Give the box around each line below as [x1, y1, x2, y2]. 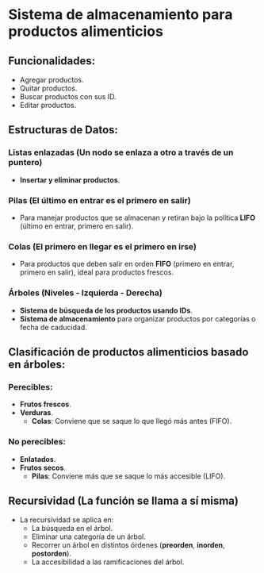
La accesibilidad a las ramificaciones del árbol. [31, 557, 185, 567]
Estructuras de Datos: [8, 123, 119, 137]
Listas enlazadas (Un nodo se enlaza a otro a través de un [8, 147, 234, 158]
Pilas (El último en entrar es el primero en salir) [8, 194, 192, 206]
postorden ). [31, 549, 71, 559]
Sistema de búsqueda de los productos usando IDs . [19, 306, 193, 315]
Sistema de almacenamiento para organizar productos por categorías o [19, 313, 256, 323]
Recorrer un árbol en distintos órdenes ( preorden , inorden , [31, 540, 225, 550]
